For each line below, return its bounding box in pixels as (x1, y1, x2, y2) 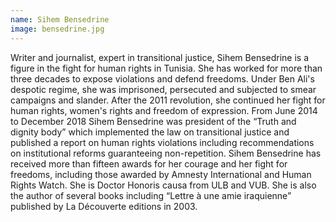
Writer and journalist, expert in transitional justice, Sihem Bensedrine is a (10, 51, 310, 63)
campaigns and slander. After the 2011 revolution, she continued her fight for (10, 94, 326, 106)
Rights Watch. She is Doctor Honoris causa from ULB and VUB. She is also (10, 179, 317, 191)
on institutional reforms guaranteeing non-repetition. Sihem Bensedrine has (10, 147, 322, 159)
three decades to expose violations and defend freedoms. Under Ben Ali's (10, 72, 315, 85)
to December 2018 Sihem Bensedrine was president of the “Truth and (10, 115, 297, 127)
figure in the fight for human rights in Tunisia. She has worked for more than (10, 62, 323, 74)
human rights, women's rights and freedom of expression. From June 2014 (10, 104, 318, 116)
